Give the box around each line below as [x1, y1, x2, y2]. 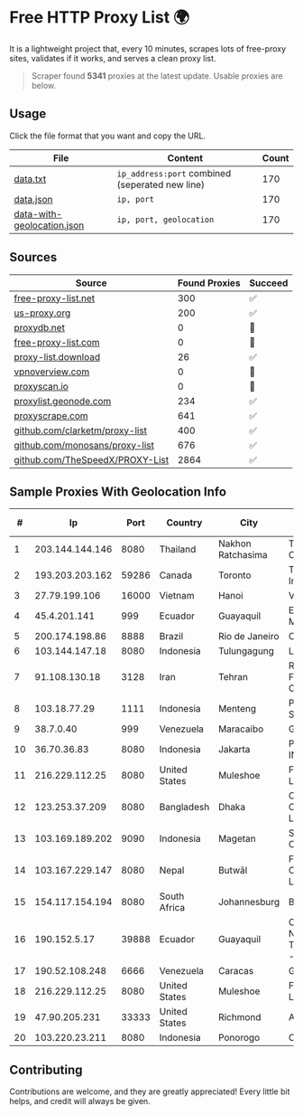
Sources [9, 250, 58, 265]
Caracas [217, 965, 254, 978]
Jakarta [217, 743, 251, 756]
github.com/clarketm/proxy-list [14, 424, 147, 437]
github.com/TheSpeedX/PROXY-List [14, 453, 170, 466]
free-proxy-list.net [14, 291, 96, 304]
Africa [159, 902, 186, 914]
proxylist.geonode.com [14, 394, 112, 407]
